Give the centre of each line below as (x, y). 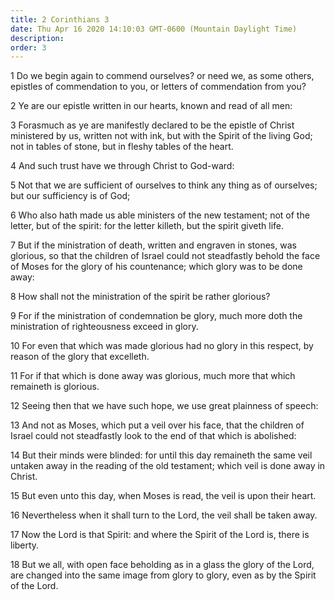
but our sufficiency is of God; (70, 196)
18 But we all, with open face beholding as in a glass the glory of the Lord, (162, 565)
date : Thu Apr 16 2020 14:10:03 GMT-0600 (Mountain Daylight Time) (154, 29)
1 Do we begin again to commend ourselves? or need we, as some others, (162, 76)
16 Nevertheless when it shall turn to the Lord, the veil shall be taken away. (164, 515)
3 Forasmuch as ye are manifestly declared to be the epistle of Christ (152, 125)
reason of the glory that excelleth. (80, 357)
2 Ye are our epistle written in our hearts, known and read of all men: (151, 106)
